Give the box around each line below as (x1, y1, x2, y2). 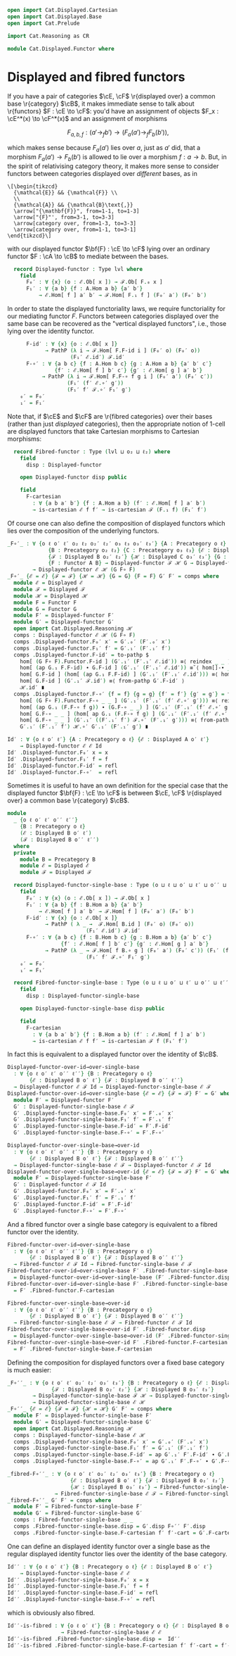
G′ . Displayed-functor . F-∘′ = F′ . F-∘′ (13, 1207, 128, 1214)
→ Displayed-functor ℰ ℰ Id (20, 742, 102, 750)
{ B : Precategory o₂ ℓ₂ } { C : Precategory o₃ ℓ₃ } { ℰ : (48, 546, 211, 554)
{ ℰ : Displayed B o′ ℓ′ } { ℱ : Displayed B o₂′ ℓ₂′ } (70, 1477, 225, 1484)
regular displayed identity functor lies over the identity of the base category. (7, 1549, 228, 1558)
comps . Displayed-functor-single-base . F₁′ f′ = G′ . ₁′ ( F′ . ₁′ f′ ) (13, 1445, 209, 1452)
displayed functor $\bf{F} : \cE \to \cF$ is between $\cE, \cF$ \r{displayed (7, 789, 223, 797)
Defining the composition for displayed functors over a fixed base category (7, 1358, 225, 1367)
